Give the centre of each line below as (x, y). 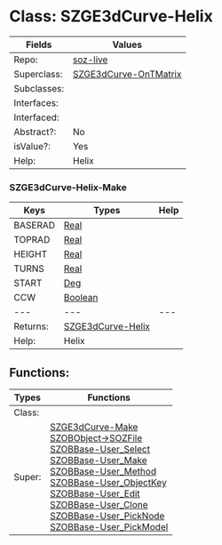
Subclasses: (39, 88)
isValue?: (32, 146)
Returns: (31, 326)
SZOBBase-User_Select (100, 449)
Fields (39, 44)
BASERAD (35, 226)
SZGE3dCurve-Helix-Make (68, 187)
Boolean (81, 298)
